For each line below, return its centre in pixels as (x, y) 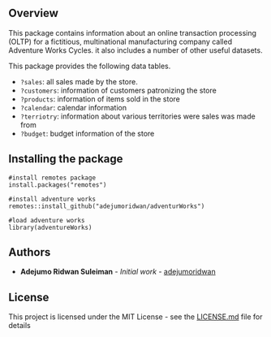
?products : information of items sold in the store (100, 99)
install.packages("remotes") (58, 185)
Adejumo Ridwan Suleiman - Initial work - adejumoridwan (118, 272)
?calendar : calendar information (73, 107)
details (19, 326)
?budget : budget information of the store (87, 133)
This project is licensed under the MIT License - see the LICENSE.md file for (135, 317)
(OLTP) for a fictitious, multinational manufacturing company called (120, 41)
